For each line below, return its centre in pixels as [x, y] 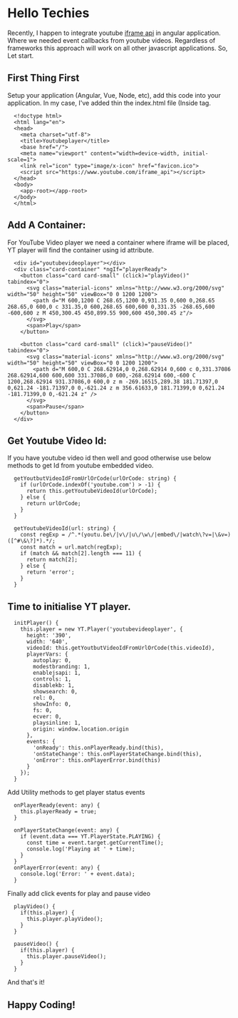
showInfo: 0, [52, 704]
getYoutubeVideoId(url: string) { [65, 529]
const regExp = [43, 535]
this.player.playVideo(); [64, 919]
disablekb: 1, [54, 686]
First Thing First [43, 78]
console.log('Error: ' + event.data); [78, 874]
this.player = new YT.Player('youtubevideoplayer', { [102, 629]
